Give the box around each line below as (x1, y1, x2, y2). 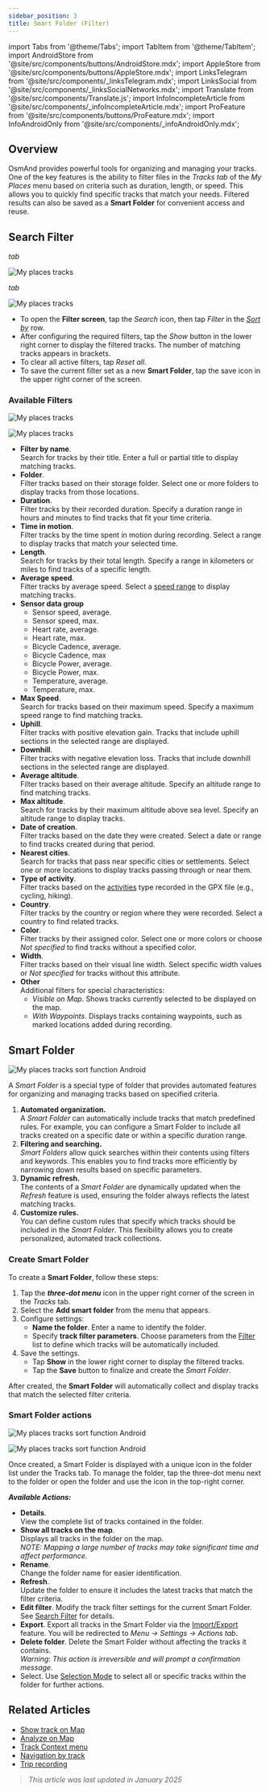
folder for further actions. (19, 1680, 105, 1689)
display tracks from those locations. (19, 487, 139, 497)
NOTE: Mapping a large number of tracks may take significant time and (19, 1542, 259, 1552)
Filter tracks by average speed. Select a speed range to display (19, 581, 231, 591)
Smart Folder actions (8, 1410, 93, 1421)
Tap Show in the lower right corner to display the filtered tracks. (31, 1356, 245, 1367)
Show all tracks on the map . (19, 1525, 115, 1535)
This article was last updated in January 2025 (27, 1774, 183, 1784)
